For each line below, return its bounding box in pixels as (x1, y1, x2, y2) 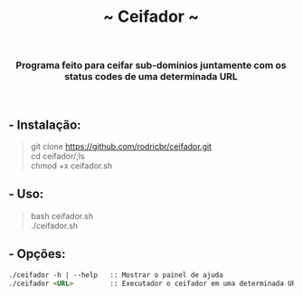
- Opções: (8, 246, 66, 262)
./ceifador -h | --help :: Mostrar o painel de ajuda (8, 270, 223, 280)
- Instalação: (8, 117, 82, 132)
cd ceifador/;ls (30, 151, 85, 162)
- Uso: (8, 186, 44, 202)
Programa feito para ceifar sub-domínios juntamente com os (15, 59, 287, 72)
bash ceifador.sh (30, 210, 94, 221)
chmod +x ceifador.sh (30, 160, 113, 171)
